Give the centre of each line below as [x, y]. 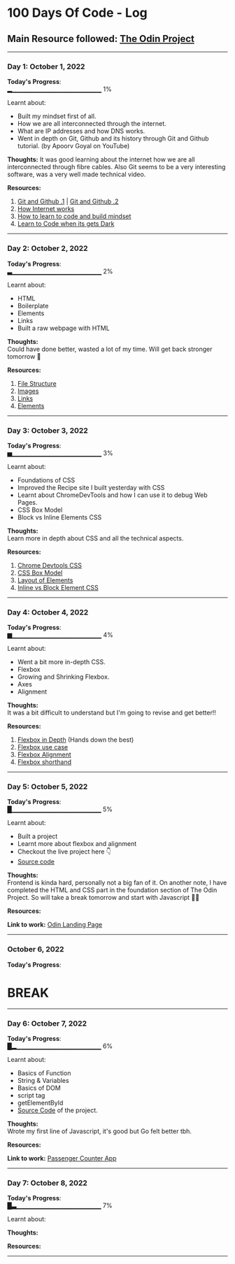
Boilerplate [33, 306]
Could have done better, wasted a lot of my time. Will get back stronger [110, 349]
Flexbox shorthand [44, 762]
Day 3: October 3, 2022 [48, 430]
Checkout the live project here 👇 [64, 852]
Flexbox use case [43, 747]
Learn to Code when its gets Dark [66, 224]
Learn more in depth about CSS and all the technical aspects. [95, 538]
